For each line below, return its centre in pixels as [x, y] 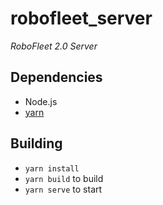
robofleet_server [81, 18]
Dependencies [56, 77]
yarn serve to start [63, 189]
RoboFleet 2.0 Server [54, 46]
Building [36, 143]
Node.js [41, 101]
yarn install [52, 168]
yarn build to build [64, 178]
